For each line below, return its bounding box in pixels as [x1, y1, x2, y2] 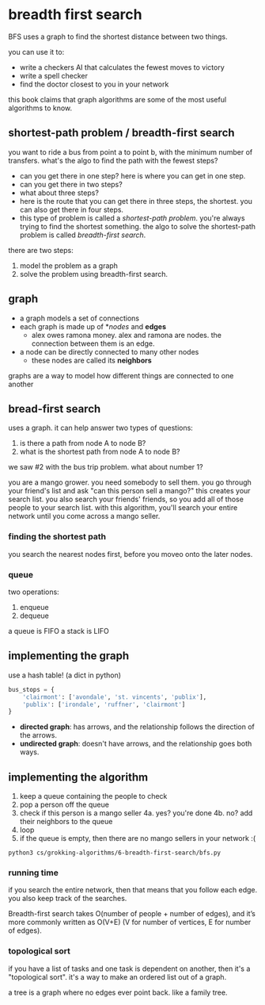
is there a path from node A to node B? [19, 439, 146, 448]
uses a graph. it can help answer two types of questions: [8, 423, 194, 433]
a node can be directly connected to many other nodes [19, 347, 199, 356]
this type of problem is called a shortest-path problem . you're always [19, 213, 245, 223]
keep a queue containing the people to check [19, 792, 168, 801]
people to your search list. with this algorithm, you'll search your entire [8, 503, 238, 512]
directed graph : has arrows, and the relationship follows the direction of [19, 722, 256, 731]
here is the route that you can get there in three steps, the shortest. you [19, 196, 253, 205]
